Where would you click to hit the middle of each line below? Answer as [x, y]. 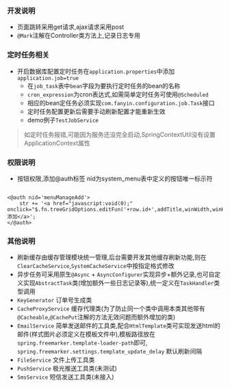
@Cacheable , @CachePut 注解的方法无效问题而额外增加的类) [96, 317]
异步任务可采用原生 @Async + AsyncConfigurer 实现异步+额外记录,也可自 [116, 274]
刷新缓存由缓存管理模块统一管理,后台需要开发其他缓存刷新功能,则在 [112, 257]
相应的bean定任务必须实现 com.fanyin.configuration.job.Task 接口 [121, 103]
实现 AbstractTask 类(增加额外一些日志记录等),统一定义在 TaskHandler [118, 283]
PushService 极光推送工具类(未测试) [67, 369]
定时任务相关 [28, 55]
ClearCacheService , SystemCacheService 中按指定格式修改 [95, 266]
